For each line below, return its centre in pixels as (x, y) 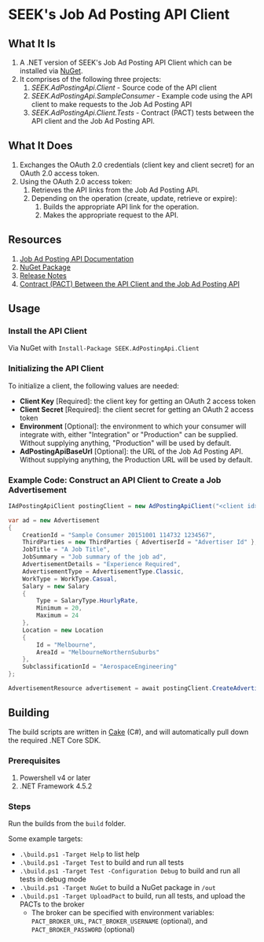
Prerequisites (34, 760)
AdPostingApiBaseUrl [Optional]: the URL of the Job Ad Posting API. (131, 451)
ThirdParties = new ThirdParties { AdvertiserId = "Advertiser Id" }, (140, 542)
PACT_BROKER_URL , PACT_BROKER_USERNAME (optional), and (119, 921)
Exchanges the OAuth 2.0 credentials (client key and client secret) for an (137, 165)
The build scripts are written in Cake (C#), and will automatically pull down (128, 732)
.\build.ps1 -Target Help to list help (79, 854)
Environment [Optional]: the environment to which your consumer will (133, 426)
